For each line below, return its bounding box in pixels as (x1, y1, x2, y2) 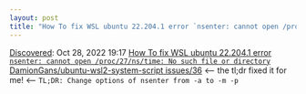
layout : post (9, 13, 59, 23)
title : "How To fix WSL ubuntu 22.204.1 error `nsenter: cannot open (9, 22, 280, 31)
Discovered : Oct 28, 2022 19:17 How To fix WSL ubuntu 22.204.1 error (9, 47, 272, 57)
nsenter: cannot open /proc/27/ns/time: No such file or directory (9, 57, 271, 66)
